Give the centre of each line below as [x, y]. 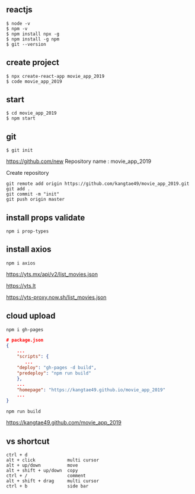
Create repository [28, 173]
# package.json [25, 340]
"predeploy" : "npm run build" [54, 373]
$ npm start [21, 118]
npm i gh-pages [25, 329]
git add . [18, 189]
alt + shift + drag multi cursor [53, 481]
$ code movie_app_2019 [34, 81]
